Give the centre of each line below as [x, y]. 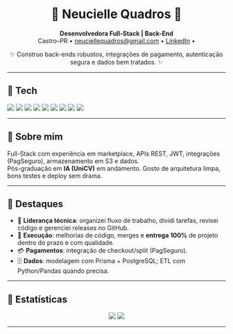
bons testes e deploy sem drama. [55, 176]
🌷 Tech [23, 91]
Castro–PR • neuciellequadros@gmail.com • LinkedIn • [116, 40]
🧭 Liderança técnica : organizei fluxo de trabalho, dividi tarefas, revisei [118, 221]
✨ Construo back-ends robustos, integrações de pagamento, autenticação [116, 54]
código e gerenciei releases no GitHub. [73, 228]
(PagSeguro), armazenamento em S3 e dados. [74, 161]
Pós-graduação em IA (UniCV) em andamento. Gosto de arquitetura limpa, [114, 168]
